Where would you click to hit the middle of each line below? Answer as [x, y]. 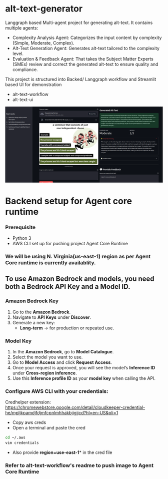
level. [18, 54]
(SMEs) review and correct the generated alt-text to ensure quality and [85, 64]
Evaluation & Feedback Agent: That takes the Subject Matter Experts [83, 59]
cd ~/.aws [15, 438]
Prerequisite [20, 227]
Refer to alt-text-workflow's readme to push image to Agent [79, 465]
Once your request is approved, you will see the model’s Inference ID [84, 367]
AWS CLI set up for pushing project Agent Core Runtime [70, 244]
